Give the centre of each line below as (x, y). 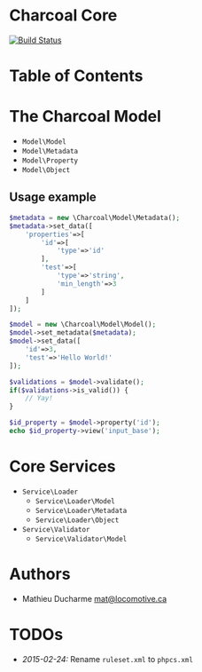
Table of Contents (76, 76)
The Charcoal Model (85, 117)
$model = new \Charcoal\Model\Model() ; (83, 325)
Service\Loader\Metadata (81, 510)
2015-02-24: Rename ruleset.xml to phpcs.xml (107, 659)
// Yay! (39, 399)
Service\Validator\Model (81, 539)
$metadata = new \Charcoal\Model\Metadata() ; (94, 217)
